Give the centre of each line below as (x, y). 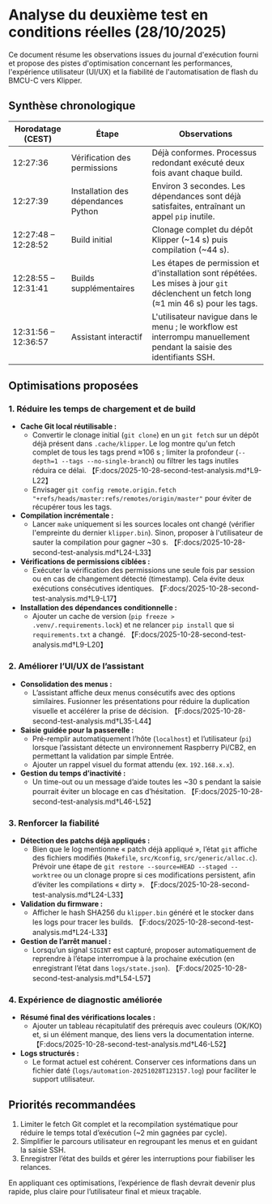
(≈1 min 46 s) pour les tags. (205, 303)
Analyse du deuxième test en (108, 15)
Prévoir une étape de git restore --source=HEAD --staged (130, 867)
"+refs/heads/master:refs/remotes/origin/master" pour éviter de (142, 498)
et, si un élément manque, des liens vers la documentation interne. (143, 1035)
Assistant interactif (107, 336)
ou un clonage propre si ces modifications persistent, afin (159, 875)
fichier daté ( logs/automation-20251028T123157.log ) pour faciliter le (144, 1070)
